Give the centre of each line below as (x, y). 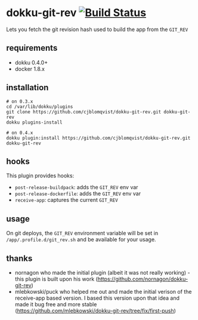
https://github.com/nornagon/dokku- (143, 279)
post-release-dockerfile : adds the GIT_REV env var (78, 193)
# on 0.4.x (20, 133)
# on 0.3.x (20, 101)
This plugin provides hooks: (40, 176)
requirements (32, 48)
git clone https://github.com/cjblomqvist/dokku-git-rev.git (84, 112)
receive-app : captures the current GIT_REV (66, 200)
